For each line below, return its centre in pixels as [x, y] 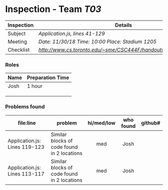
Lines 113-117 [26, 173]
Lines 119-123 [26, 147]
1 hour [34, 86]
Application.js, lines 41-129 [71, 33]
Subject [17, 33]
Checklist [19, 49]
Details [123, 25]
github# [151, 122]
